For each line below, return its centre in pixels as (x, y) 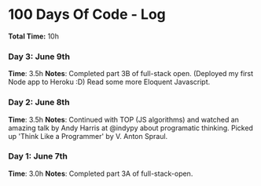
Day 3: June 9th (39, 57)
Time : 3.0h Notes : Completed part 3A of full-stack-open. (101, 173)
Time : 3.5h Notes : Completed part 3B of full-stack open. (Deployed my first (131, 74)
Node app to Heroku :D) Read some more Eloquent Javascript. (109, 82)
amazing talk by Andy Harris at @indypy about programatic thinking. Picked (131, 128)
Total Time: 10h (33, 36)
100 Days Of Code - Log (87, 15)
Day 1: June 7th (38, 156)
